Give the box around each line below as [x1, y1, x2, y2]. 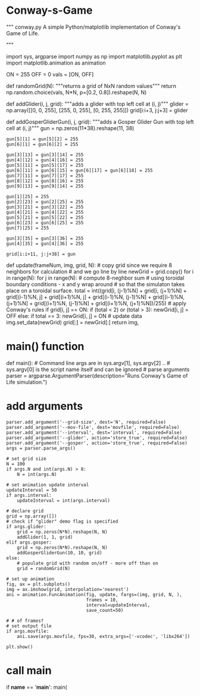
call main [6, 664, 52, 677]
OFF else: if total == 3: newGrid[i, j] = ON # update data [6, 312, 142, 320]
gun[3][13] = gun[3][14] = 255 [6, 152, 84, 158]
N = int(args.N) [17, 471, 58, 477]
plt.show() [6, 643, 33, 650]
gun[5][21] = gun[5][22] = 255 [6, 214, 84, 220]
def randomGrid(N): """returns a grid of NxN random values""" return [6, 82, 177, 90]
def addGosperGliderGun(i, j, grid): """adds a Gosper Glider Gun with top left [6, 118, 194, 125]
